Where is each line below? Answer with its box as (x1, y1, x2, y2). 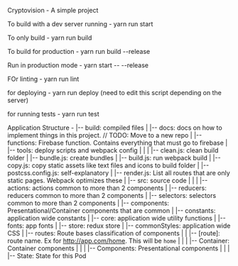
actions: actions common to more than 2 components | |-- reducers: (7, 184, 207, 192)
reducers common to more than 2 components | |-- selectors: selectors (7, 192, 217, 199)
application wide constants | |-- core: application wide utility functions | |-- (7, 214, 226, 222)
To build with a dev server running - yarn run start (7, 20, 153, 28)
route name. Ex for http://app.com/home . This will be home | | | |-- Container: (7, 237, 229, 245)
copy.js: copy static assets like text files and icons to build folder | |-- (7, 161, 210, 170)
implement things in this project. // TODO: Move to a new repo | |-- (7, 131, 202, 139)
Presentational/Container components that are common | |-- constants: (7, 206, 216, 215)
